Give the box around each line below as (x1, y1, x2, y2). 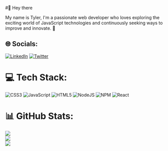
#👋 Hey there (5, 5, 33, 11)
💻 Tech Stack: (5, 72, 67, 83)
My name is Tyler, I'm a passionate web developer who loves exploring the (5, 15, 160, 20)
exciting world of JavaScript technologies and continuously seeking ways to (5, 20, 163, 26)
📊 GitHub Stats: (5, 110, 74, 122)
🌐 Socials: (5, 40, 38, 48)
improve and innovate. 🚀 (5, 25, 56, 31)
